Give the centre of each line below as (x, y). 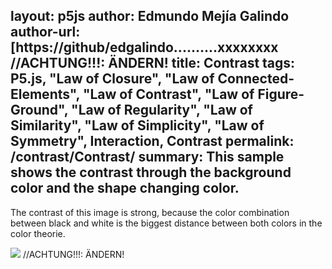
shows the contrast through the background (151, 172)
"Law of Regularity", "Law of (162, 110)
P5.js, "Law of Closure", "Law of (112, 79)
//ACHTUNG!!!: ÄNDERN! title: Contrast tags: (153, 63)
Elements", (45, 94)
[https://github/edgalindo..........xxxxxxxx (144, 47)
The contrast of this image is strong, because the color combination (150, 212)
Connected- (256, 79)
